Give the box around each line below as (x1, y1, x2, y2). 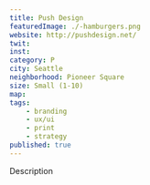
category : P (9, 56, 55, 65)
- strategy (26, 132, 68, 141)
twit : (9, 38, 30, 48)
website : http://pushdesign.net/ (9, 30, 137, 39)
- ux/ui (26, 115, 55, 124)
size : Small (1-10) (9, 81, 84, 90)
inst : (9, 47, 30, 57)
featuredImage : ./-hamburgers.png (9, 22, 142, 31)
